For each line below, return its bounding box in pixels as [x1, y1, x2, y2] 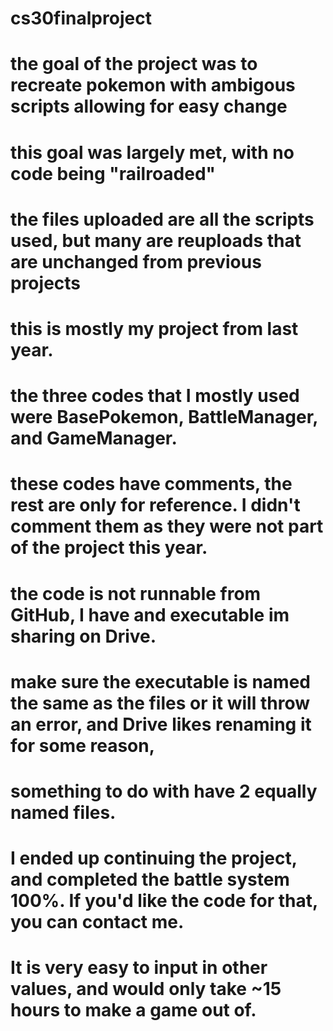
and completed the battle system [10, 868, 290, 891]
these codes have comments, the [10, 473, 293, 496]
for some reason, [10, 734, 156, 757]
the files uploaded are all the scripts [10, 208, 315, 231]
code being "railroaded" [10, 162, 217, 185]
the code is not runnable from [10, 582, 262, 605]
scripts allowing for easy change [10, 95, 288, 118]
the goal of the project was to [10, 53, 258, 76]
